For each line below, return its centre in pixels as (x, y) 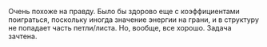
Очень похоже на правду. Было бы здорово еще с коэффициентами (124, 11)
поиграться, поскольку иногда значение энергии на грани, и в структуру (134, 20)
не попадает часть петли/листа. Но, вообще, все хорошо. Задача (120, 28)
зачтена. (23, 36)
